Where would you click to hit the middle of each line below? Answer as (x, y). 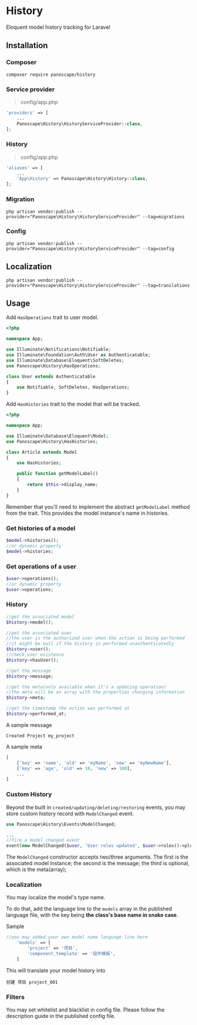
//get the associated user (39, 633)
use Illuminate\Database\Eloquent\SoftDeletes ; (65, 360)
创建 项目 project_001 (32, 982)
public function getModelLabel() (57, 474)
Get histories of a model (41, 528)
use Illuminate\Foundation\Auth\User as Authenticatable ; (78, 355)
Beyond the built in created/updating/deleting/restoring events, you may (96, 807)
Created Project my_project (40, 736)
